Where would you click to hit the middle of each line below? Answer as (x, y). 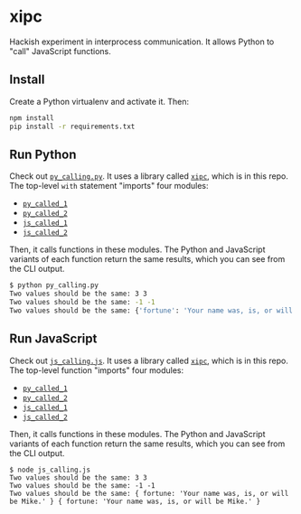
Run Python (43, 154)
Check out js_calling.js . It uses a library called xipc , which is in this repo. (149, 360)
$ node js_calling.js (50, 470)
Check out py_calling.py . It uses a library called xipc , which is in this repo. (149, 176)
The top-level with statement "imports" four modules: (109, 186)
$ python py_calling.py (54, 285)
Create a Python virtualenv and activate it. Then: (99, 101)
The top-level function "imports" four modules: (96, 370)
